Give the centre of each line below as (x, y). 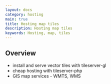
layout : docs (19, 10)
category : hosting (24, 14)
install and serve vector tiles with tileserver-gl (59, 65)
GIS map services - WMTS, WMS (46, 76)
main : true (16, 19)
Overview (21, 53)
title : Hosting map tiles (32, 24)
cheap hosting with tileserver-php (47, 70)
